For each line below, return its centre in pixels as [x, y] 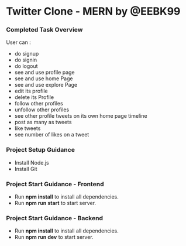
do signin [26, 60]
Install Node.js [32, 162]
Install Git [26, 169]
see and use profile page [44, 73]
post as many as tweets [43, 122]
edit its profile [31, 91]
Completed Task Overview [44, 30]
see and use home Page [44, 78]
